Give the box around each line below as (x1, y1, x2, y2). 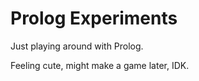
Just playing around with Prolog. (10, 40, 144, 52)
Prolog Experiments (10, 7, 178, 30)
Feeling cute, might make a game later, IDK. (10, 59, 190, 71)
